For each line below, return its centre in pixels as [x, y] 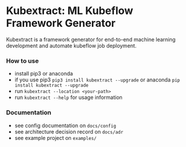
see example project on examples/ [55, 138]
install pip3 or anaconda [44, 74]
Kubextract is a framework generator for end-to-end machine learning [91, 39]
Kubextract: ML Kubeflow [70, 11]
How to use [23, 61]
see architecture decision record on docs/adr [69, 131]
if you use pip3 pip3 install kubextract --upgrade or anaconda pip [97, 80]
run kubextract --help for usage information [68, 97]
